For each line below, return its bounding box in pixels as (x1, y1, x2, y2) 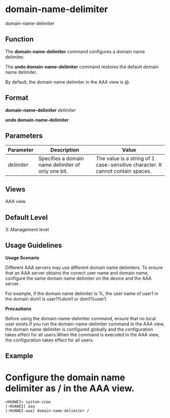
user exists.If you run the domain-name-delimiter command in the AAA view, (5, 321, 165, 327)
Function (5, 35, 34, 44)
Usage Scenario (5, 254, 39, 260)
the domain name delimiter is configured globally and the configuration (5, 326, 153, 332)
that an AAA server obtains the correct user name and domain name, (5, 270, 149, 276)
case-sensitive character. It (96, 161, 162, 168)
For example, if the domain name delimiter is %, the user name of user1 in (5, 290, 158, 296)
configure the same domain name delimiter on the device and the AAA (5, 275, 152, 281)
